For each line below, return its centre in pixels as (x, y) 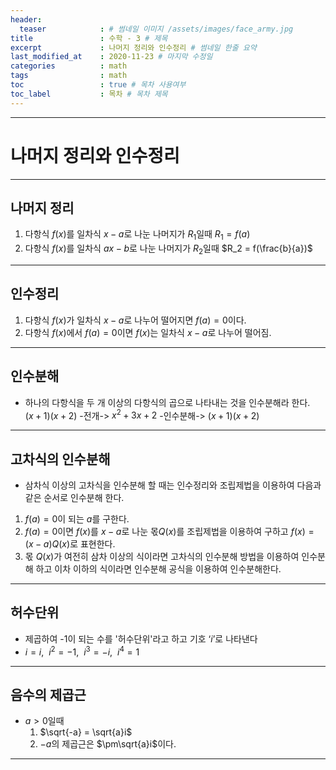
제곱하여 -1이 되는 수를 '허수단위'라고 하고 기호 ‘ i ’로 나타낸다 (141, 638)
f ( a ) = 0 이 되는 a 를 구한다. (77, 519)
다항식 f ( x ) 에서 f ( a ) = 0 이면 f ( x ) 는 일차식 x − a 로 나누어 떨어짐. (148, 332)
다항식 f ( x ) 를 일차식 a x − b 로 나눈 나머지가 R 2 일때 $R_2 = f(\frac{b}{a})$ (168, 249)
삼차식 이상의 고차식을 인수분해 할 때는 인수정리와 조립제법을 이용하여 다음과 (173, 485)
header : (26, 19)
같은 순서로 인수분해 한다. (74, 498)
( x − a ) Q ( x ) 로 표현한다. (70, 544)
